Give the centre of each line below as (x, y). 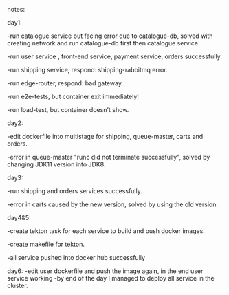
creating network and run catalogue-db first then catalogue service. (103, 43)
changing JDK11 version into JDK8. (56, 164)
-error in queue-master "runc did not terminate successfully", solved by (109, 157)
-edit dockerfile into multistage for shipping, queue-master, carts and (105, 136)
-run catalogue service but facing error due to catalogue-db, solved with (110, 36)
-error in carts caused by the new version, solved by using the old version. (113, 204)
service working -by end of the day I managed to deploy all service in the (111, 278)
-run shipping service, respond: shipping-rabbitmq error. (87, 70)
